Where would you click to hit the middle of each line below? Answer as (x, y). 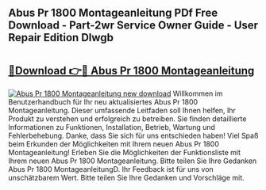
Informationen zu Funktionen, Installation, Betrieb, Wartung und (112, 127)
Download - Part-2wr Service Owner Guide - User (133, 26)
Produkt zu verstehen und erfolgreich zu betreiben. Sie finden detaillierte (127, 119)
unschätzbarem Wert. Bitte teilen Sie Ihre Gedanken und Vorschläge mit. (126, 178)
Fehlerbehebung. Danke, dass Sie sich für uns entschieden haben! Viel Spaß (133, 135)
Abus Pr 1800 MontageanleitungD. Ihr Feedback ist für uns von (111, 169)
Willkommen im (198, 93)
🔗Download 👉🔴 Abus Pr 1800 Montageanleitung (131, 70)
